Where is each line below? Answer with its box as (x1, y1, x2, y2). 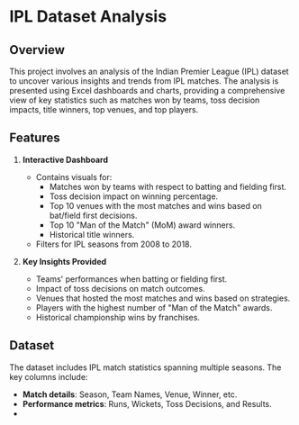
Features (9, 131, 60, 146)
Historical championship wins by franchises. (35, 312, 201, 322)
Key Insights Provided (22, 256, 107, 267)
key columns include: (9, 371, 88, 382)
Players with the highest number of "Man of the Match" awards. (35, 302, 273, 312)
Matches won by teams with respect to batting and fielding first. (49, 181, 286, 192)
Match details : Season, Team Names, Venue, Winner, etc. (22, 389, 238, 400)
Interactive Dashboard (22, 154, 109, 165)
